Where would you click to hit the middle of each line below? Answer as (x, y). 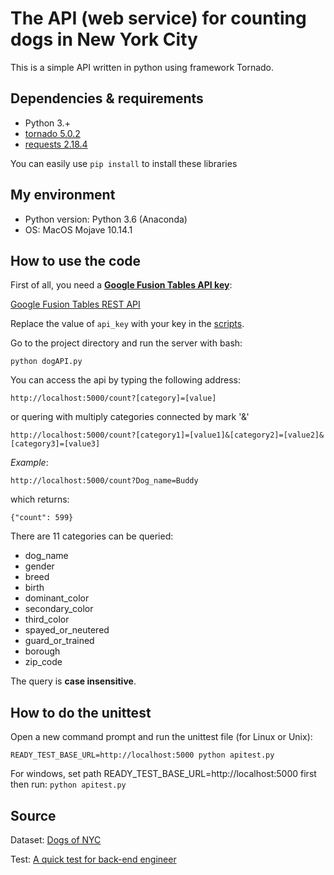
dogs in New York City (104, 39)
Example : (29, 463)
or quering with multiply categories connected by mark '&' (130, 417)
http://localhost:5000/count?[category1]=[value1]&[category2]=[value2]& (167, 435)
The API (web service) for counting (158, 18)
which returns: (40, 499)
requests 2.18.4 (56, 144)
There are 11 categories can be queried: (92, 536)
